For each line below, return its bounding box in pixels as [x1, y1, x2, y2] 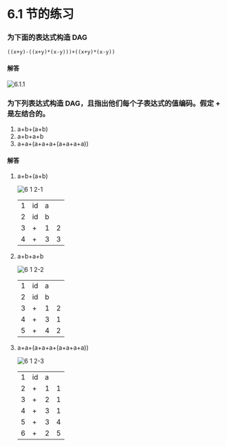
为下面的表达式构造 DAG [7, 32, 88, 42]
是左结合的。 [7, 108, 50, 118]
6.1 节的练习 [7, 6, 74, 22]
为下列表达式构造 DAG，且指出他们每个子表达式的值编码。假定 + [7, 98, 221, 108]
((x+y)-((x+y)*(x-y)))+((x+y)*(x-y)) [7, 49, 116, 56]
